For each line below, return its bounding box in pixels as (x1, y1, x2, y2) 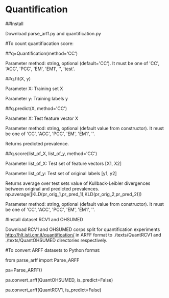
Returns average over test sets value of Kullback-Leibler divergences (5, 180, 151, 186)
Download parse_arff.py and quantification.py (5, 30, 101, 36)
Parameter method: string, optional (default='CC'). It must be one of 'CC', (5, 60, 160, 66)
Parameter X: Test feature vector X (5, 115, 78, 121)
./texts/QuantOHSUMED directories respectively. (5, 237, 108, 243)
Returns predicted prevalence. (5, 140, 69, 146)
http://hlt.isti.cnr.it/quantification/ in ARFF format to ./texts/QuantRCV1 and (5, 231, 162, 238)
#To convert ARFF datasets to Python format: (5, 247, 101, 253)
